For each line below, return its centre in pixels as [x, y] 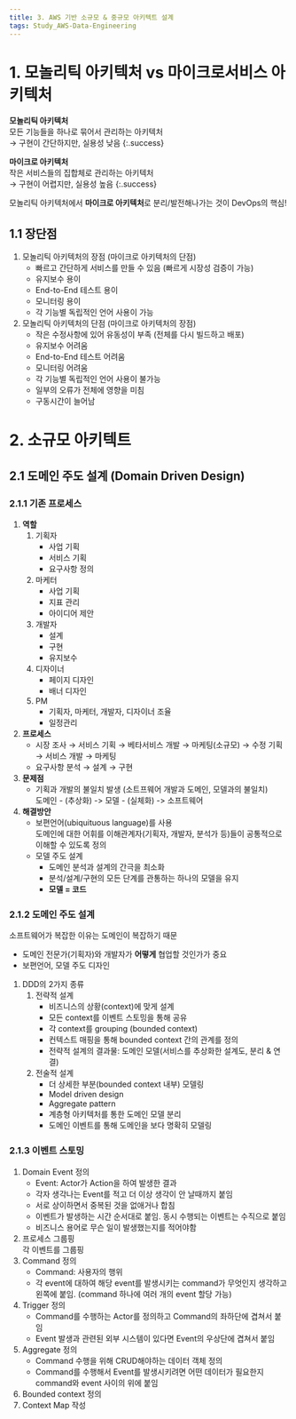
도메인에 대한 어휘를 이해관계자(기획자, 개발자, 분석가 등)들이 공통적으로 [159, 834]
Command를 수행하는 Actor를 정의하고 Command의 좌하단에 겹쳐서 [154, 1316]
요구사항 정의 [71, 569]
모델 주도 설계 [59, 856]
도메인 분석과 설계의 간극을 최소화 [107, 867]
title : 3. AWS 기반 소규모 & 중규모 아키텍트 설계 [92, 17]
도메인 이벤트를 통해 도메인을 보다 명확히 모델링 [130, 1126]
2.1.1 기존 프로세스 [46, 503]
